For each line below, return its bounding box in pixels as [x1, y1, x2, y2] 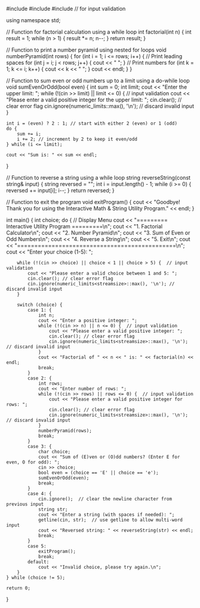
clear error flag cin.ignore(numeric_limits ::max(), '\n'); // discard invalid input [6, 103, 194, 110]
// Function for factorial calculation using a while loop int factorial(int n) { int [6, 28, 192, 35]
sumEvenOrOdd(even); [38, 475, 90, 481]
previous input [6, 501, 44, 507]
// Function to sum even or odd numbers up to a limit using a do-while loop [6, 77, 190, 84]
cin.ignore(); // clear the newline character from [38, 496, 172, 502]
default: [27, 559, 50, 565]
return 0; [6, 585, 31, 591]
